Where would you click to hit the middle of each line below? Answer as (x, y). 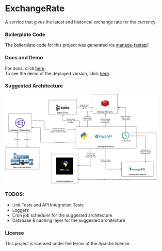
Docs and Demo (24, 58)
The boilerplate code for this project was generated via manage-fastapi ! (77, 45)
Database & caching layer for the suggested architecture (68, 220)
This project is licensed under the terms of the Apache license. (68, 244)
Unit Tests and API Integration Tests (48, 205)
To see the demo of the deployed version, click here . (58, 73)
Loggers (20, 210)
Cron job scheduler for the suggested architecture (62, 215)
